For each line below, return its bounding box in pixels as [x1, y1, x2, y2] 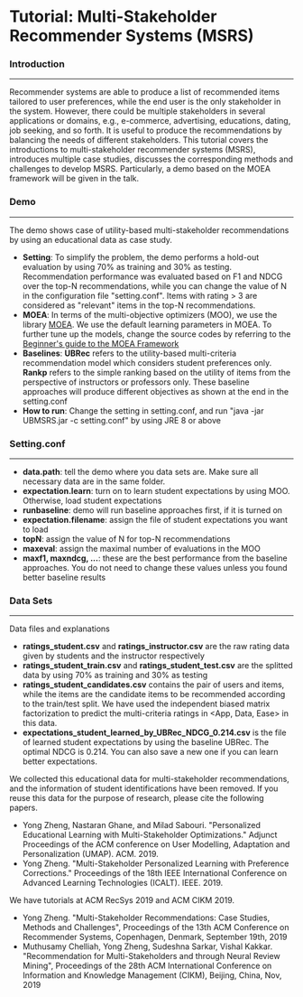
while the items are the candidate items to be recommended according [22, 689, 286, 700]
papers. [9, 802, 38, 814]
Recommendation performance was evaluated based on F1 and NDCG [22, 271, 283, 282]
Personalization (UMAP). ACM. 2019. [22, 849, 160, 860]
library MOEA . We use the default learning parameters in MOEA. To [22, 319, 272, 330]
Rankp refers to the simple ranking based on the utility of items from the [22, 367, 291, 377]
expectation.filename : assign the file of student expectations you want [22, 515, 289, 526]
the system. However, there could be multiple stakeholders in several [9, 106, 266, 116]
